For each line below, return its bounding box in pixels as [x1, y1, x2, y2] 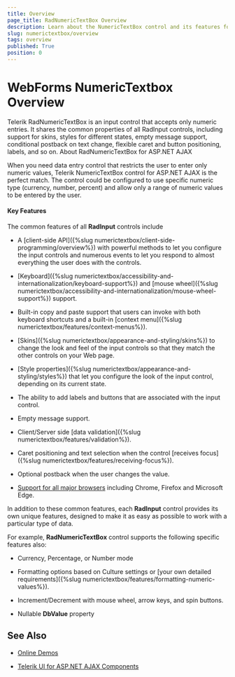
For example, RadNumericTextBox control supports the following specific [7, 533, 220, 542]
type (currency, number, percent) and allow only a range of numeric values [7, 183, 224, 191]
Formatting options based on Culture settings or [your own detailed [17, 568, 212, 576]
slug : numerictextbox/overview [7, 29, 99, 37]
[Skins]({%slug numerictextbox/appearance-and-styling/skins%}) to [17, 336, 215, 345]
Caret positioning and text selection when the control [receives [17, 449, 199, 458]
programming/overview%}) [17, 243, 97, 252]
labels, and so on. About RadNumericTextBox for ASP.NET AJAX [7, 147, 192, 156]
